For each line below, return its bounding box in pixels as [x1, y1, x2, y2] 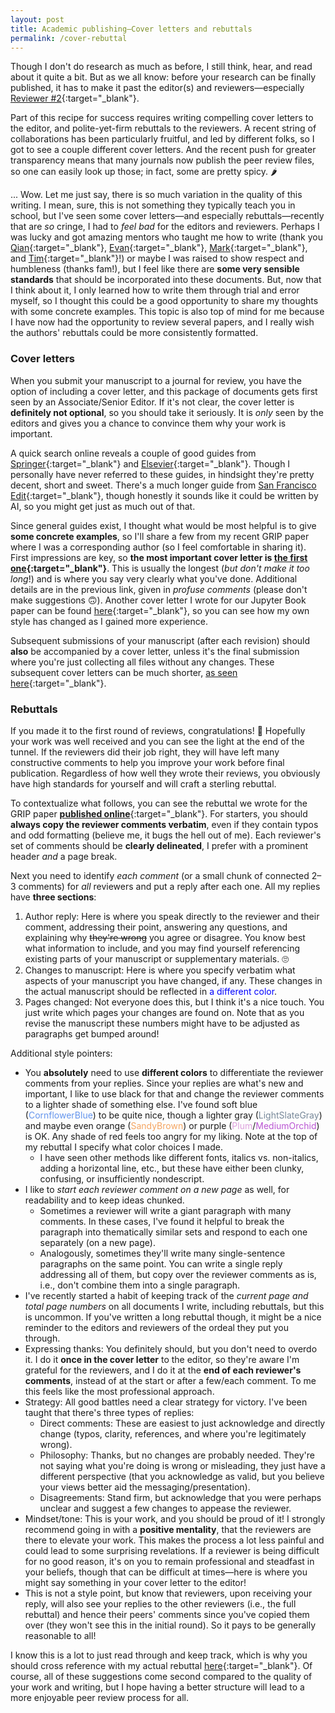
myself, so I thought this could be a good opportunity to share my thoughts [10, 295, 319, 307]
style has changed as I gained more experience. [10, 615, 208, 627]
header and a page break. [10, 850, 118, 862]
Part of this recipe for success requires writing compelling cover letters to [10, 112, 314, 124]
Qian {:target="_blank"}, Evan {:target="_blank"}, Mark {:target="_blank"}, [10, 242, 308, 254]
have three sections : [10, 891, 97, 903]
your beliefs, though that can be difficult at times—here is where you [24, 1566, 308, 1578]
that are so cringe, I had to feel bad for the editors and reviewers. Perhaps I [10, 221, 320, 233]
